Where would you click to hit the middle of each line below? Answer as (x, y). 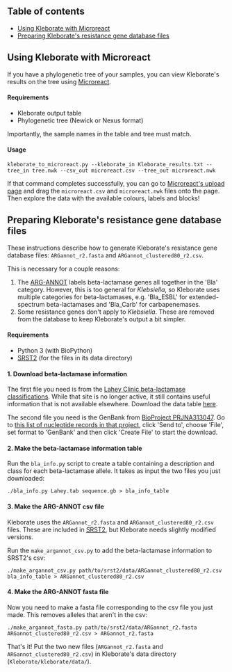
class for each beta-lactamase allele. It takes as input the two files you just (114, 471)
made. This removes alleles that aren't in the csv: (77, 614)
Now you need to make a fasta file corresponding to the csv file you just (110, 607)
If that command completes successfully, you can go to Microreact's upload (116, 184)
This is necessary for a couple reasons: (64, 269)
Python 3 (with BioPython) (55, 351)
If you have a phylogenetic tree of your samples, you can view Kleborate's (113, 74)
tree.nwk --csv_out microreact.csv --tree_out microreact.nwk (124, 171)
